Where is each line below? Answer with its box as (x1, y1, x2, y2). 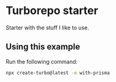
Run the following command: (5, 58, 78, 65)
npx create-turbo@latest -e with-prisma (5, 70, 111, 76)
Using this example (5, 42, 81, 52)
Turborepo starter (5, 4, 98, 18)
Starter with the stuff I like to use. (5, 24, 89, 31)
